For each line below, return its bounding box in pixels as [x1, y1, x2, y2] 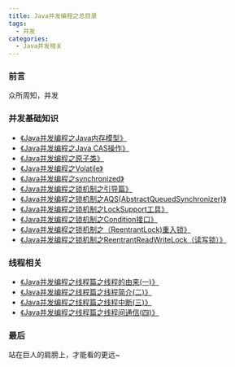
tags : [8, 20, 27, 28]
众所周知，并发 [8, 90, 59, 100]
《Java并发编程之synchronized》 [20, 173, 124, 183]
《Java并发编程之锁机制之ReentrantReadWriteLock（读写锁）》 [20, 234, 227, 244]
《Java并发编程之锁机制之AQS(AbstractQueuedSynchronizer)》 [20, 194, 227, 203]
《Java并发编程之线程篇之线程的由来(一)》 [20, 277, 159, 287]
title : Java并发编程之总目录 [8, 11, 98, 20]
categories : [8, 34, 49, 43]
